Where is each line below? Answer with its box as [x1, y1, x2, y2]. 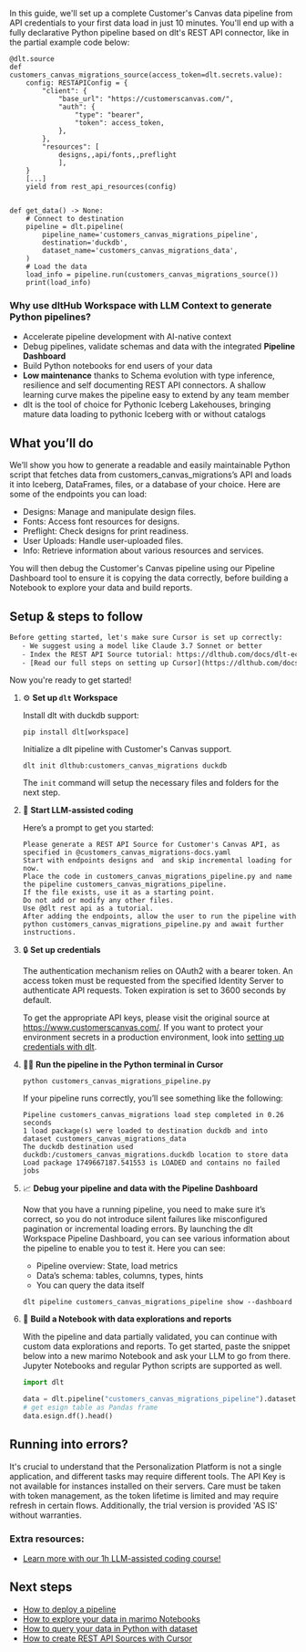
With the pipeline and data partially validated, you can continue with [22, 1332, 278, 1343]
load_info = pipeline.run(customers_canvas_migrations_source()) [25, 270, 280, 279]
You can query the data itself [36, 1280, 145, 1291]
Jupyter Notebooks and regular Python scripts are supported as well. [22, 1360, 282, 1372]
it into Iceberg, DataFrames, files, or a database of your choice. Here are [9, 479, 280, 490]
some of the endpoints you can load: [9, 488, 148, 500]
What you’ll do [9, 435, 94, 451]
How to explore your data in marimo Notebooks [22, 1613, 200, 1624]
